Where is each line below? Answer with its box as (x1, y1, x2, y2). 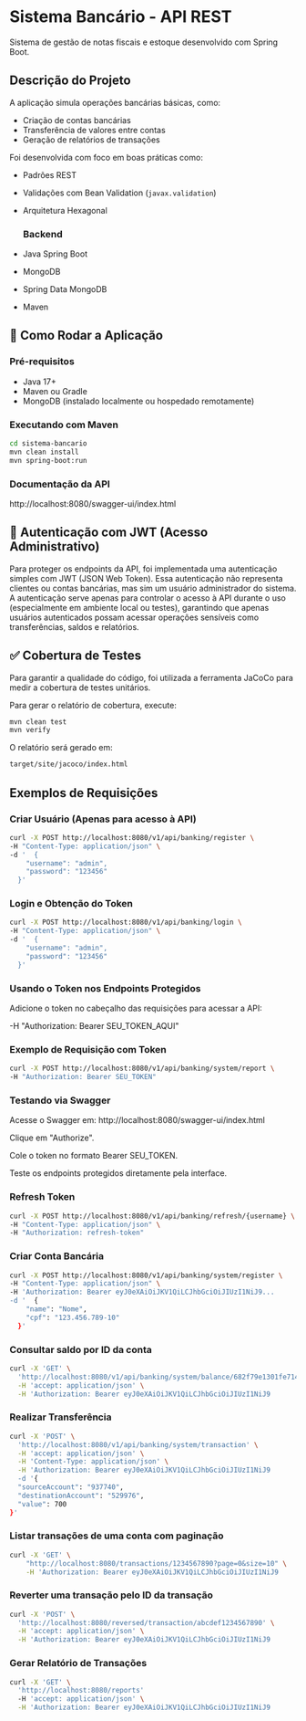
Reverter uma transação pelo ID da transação (9, 1589, 214, 1601)
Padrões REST (22, 169, 77, 180)
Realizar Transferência (9, 1411, 112, 1423)
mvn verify (9, 726, 51, 735)
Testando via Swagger (9, 1094, 111, 1107)
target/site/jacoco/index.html (9, 760, 128, 769)
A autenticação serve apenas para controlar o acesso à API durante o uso (9, 592, 287, 603)
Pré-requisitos (9, 355, 75, 368)
